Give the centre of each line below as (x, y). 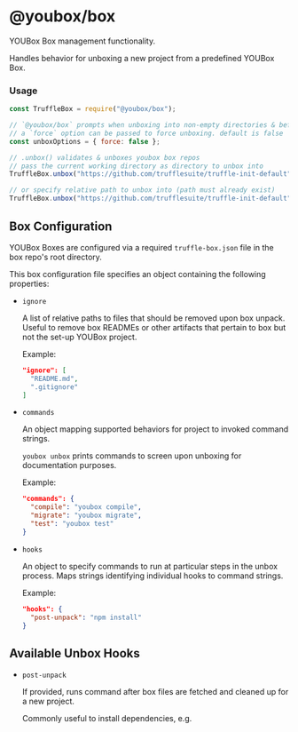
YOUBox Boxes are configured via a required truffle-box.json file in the (142, 247)
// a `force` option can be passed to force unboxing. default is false (146, 133)
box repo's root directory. (55, 257)
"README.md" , (55, 378)
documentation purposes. (69, 465)
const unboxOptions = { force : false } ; (85, 141)
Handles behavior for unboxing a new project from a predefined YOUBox (142, 58)
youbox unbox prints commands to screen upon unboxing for (132, 456)
